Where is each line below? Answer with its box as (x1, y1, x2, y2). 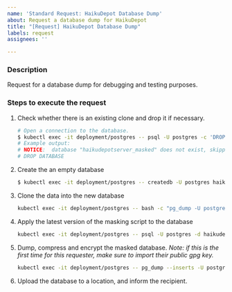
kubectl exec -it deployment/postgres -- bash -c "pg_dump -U (17, 205, 201, 212)
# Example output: (17, 140, 71, 147)
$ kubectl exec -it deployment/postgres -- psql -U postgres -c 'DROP (17, 133, 226, 141)
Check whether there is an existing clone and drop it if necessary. (17, 114, 205, 122)
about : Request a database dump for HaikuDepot (7, 17, 148, 24)
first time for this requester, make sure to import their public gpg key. (17, 250, 214, 259)
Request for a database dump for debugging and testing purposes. (7, 80, 198, 89)
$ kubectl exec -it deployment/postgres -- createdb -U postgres (17, 179, 210, 186)
